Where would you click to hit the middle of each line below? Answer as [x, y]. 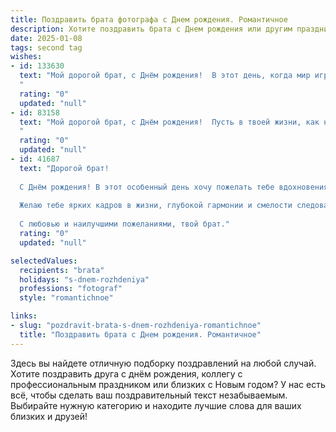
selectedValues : [44, 261]
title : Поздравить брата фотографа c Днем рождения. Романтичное [149, 19]
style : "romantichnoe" [66, 298]
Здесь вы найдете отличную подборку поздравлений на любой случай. [163, 363]
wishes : [26, 57]
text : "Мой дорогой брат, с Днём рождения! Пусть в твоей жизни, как [169, 122]
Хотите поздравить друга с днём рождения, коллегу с [126, 373]
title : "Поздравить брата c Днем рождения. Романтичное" [140, 334]
